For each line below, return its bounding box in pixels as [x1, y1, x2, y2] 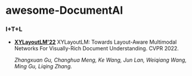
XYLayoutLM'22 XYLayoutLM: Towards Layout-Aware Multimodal [14, 38, 177, 45]
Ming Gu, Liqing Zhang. [14, 63, 73, 70]
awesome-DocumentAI [5, 4, 123, 17]
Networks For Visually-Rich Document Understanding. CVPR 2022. [14, 45, 179, 52]
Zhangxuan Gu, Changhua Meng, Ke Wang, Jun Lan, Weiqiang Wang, [14, 56, 187, 63]
